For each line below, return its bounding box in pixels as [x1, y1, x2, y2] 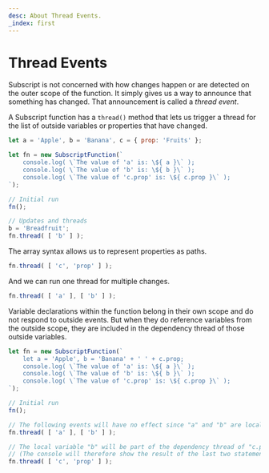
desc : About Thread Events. [8, 11, 102, 20]
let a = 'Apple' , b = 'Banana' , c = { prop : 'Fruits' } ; [8, 137, 203, 145]
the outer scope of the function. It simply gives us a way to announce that [8, 89, 251, 98]
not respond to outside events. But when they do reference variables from [8, 315, 252, 324]
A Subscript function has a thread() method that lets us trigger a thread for [8, 113, 256, 122]
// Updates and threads [8, 217, 88, 225]
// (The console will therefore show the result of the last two [8, 450, 231, 459]
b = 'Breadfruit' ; [8, 225, 70, 233]
